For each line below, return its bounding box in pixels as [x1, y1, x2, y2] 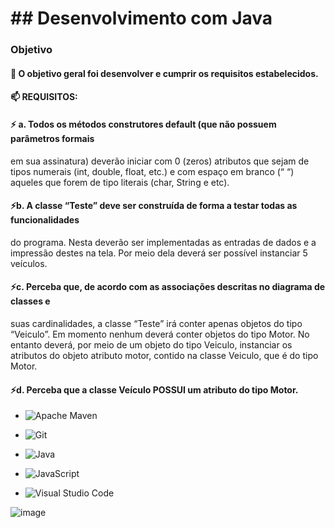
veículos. [10, 257, 48, 269]
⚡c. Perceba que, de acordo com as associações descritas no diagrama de [10, 281, 326, 293]
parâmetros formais [10, 132, 95, 144]
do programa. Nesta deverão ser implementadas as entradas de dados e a [10, 236, 317, 248]
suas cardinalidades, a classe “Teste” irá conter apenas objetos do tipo [10, 317, 303, 329]
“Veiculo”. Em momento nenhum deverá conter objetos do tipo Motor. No [10, 328, 310, 340]
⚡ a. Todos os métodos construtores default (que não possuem [10, 118, 277, 130]
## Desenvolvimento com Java [10, 7, 273, 30]
